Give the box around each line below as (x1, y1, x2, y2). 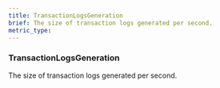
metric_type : (8, 26, 52, 34)
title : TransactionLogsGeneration (8, 11, 124, 20)
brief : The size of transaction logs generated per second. (8, 19, 214, 27)
